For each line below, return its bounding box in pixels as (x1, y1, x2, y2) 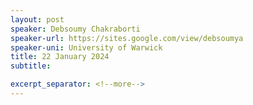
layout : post (10, 14, 65, 25)
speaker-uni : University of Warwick (10, 42, 163, 53)
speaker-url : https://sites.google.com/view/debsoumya (10, 33, 244, 43)
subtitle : (10, 61, 52, 71)
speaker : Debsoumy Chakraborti (10, 24, 141, 34)
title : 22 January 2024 (10, 52, 110, 62)
